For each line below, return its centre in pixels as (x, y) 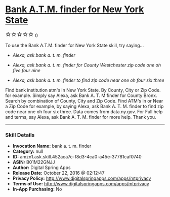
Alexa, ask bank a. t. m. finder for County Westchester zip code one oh (87, 65)
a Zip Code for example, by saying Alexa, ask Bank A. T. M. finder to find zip (84, 106)
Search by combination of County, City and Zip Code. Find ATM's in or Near (84, 101)
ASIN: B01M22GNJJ (34, 162)
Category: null (28, 151)
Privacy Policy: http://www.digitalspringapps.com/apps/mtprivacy (82, 178)
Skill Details (20, 135)
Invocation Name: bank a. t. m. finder (52, 146)
